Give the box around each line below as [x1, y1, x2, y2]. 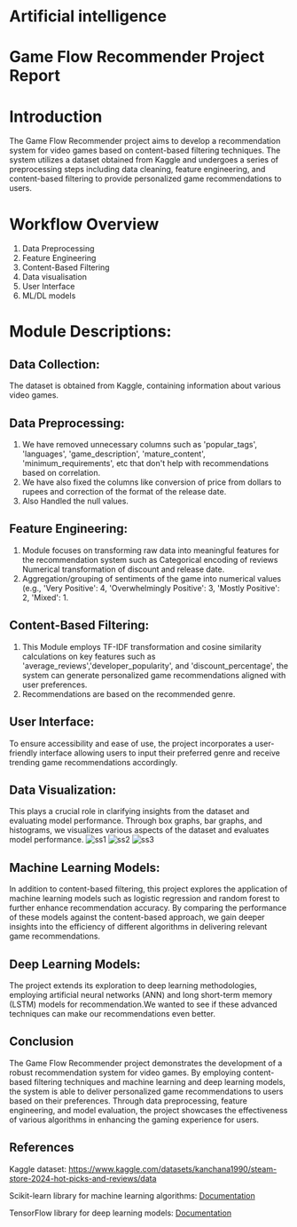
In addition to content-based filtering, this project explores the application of [9, 883, 288, 894]
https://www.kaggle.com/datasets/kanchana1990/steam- [67, 1163, 277, 1174]
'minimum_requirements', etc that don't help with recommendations [21, 458, 269, 469]
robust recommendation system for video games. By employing [9, 1067, 241, 1078]
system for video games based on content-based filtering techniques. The [9, 145, 281, 156]
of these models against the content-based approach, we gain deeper [9, 912, 265, 922]
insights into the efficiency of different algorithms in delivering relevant [9, 922, 268, 932]
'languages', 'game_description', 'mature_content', [21, 448, 206, 459]
